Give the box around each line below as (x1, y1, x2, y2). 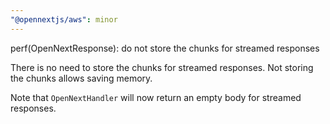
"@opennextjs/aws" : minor (10, 14, 118, 25)
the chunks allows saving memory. (10, 72, 153, 84)
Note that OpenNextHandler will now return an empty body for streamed (10, 91, 302, 103)
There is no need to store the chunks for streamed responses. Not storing (10, 61, 314, 73)
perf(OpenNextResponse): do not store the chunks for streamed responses (10, 42, 320, 54)
